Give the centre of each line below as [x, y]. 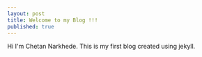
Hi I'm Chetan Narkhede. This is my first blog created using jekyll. [101, 47]
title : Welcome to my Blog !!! [53, 20]
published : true [31, 26]
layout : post [26, 14]
